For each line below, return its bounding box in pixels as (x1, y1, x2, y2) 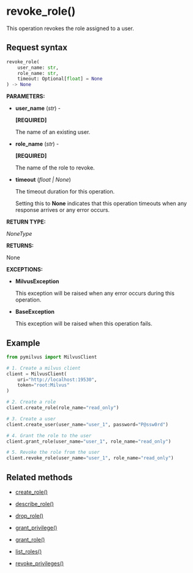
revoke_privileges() (15, 560, 64, 567)
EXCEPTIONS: (6, 266, 43, 273)
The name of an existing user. (15, 128, 91, 136)
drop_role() (15, 512, 44, 520)
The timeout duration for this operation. (15, 188, 115, 195)
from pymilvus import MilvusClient (6, 354, 97, 360)
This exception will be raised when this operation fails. (15, 320, 153, 327)
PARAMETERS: (6, 93, 45, 100)
